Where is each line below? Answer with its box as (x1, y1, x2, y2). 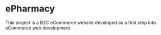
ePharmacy (5, 3, 55, 14)
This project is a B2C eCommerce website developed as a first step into (5, 19, 156, 25)
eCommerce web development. (5, 24, 72, 30)
